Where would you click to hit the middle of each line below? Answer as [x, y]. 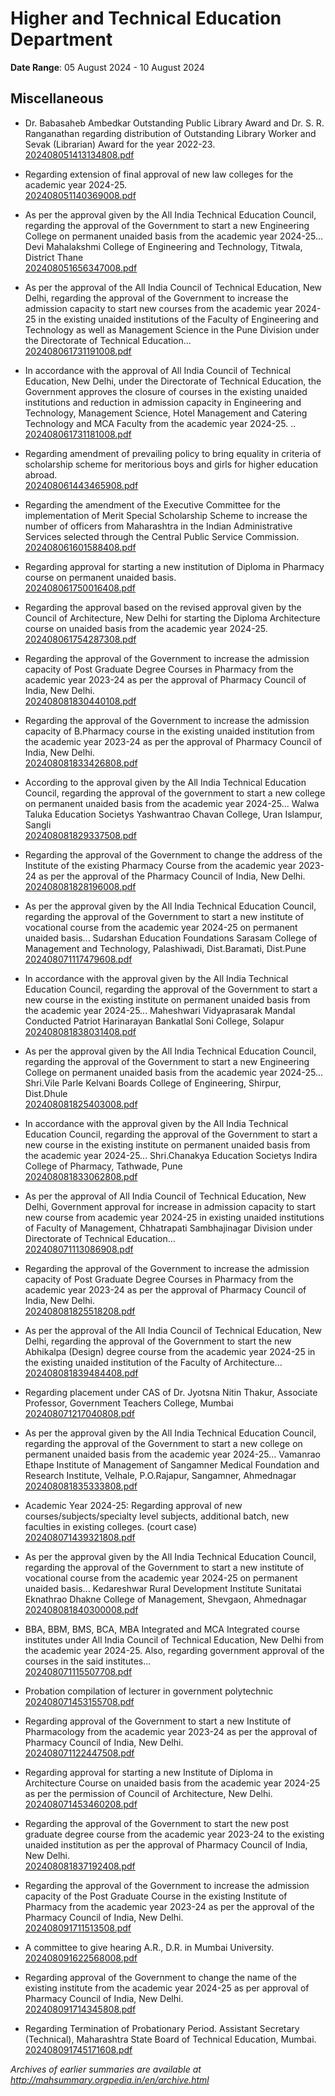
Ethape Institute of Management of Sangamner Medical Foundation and [172, 1464]
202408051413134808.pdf [79, 154]
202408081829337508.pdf [81, 835]
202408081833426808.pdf [81, 763]
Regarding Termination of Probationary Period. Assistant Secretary [162, 2028]
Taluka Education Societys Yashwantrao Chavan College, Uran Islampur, [173, 814]
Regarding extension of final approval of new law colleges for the [159, 174]
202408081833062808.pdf [81, 1176]
